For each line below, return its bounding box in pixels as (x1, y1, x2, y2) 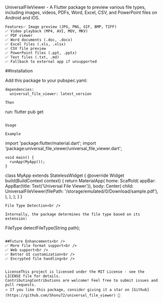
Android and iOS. (5, 15, 40, 20)
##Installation (5, 68, 33, 74)
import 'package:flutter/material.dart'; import (5, 140, 96, 146)
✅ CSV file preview (5, 46, 46, 51)
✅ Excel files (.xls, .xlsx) (5, 42, 66, 47)
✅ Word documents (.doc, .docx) (5, 37, 73, 42)
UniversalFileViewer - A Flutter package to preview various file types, (5, 4, 146, 10)
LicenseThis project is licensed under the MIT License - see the (5, 269, 145, 274)
